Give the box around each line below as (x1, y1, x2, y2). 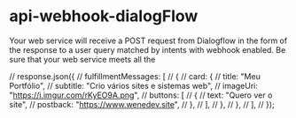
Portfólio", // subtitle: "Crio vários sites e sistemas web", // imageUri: (9, 80, 259, 91)
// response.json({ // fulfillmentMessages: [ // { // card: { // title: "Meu (9, 70, 261, 81)
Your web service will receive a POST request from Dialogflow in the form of (9, 35, 288, 46)
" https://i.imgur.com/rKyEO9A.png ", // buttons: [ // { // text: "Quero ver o (9, 90, 273, 100)
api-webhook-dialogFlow (9, 6, 199, 26)
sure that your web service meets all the (9, 54, 156, 64)
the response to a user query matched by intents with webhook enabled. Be (9, 44, 286, 55)
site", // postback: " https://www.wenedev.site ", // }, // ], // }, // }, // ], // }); (9, 99, 275, 109)
